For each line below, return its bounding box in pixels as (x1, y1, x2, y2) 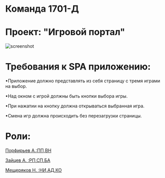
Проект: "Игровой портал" (5, 26, 125, 38)
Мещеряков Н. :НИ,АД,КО (5, 167, 62, 173)
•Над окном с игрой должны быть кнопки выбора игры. (5, 93, 128, 99)
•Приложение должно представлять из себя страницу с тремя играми (5, 78, 160, 84)
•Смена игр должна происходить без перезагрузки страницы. (5, 113, 142, 119)
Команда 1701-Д (5, 3, 79, 15)
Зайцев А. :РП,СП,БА (5, 157, 51, 163)
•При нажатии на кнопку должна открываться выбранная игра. (5, 103, 145, 109)
